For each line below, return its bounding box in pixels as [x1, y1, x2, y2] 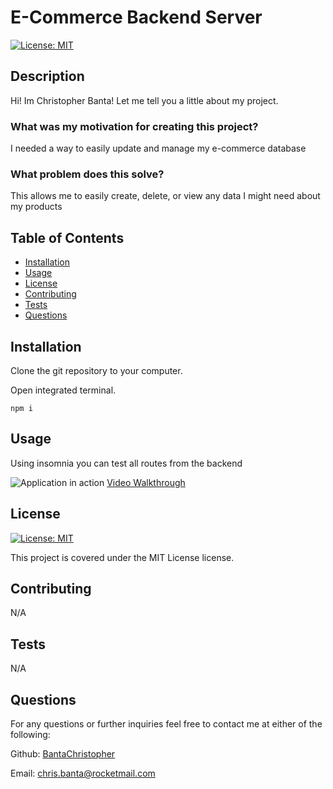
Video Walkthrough [106, 476, 186, 488]
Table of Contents [10, 229, 125, 246]
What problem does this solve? [10, 167, 165, 181]
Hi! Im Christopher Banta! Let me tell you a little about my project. [10, 94, 279, 106]
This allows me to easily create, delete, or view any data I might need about [10, 190, 321, 202]
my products [10, 201, 63, 213]
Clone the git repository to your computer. [10, 364, 183, 376]
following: [10, 729, 51, 741]
